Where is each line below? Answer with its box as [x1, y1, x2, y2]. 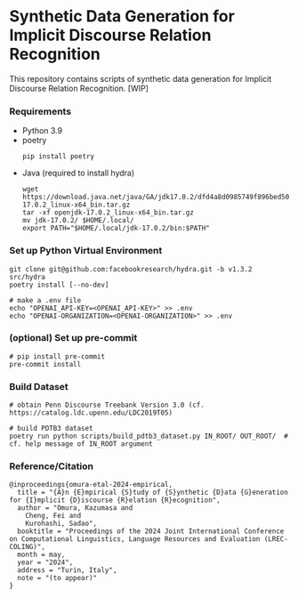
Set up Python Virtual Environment [9, 245, 163, 257]
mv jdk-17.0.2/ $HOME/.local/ [21, 216, 135, 225]
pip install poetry [21, 152, 95, 161]
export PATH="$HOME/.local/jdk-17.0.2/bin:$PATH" [21, 224, 211, 233]
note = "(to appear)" [17, 574, 98, 583]
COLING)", [9, 543, 46, 552]
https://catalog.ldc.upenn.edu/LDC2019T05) [9, 408, 173, 417]
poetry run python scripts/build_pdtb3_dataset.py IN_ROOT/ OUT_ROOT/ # [9, 432, 289, 441]
